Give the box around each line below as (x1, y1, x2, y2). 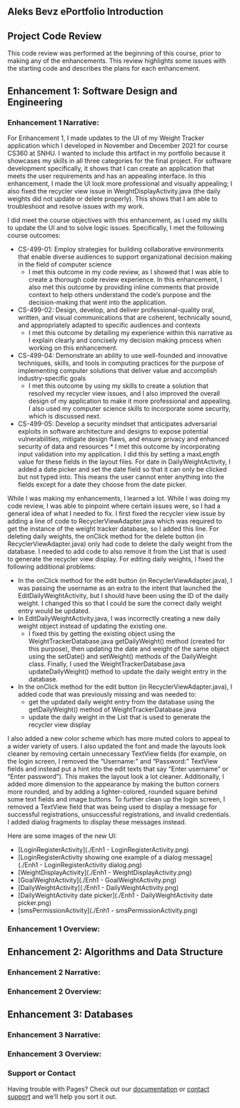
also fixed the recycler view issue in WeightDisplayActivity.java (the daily (7, 186, 221, 195)
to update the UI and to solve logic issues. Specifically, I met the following (7, 223, 224, 231)
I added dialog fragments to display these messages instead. (7, 817, 187, 826)
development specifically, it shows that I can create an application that (7, 164, 215, 172)
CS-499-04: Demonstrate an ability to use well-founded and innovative (17, 351, 228, 359)
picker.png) (17, 898, 52, 907)
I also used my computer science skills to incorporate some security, (28, 404, 231, 413)
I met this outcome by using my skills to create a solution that (28, 381, 209, 390)
